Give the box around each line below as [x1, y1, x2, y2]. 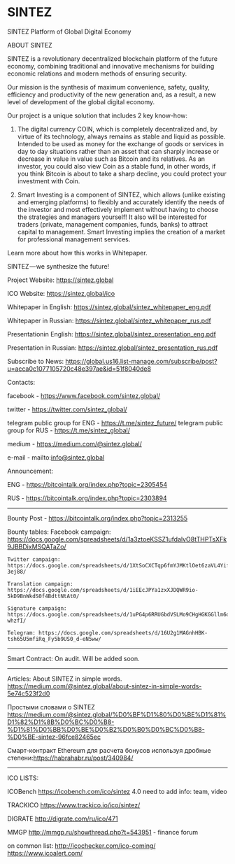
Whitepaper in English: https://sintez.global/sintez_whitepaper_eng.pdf [7, 302, 211, 311]
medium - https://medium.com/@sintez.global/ [7, 439, 142, 448]
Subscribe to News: [7, 357, 64, 365]
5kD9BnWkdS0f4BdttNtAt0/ [7, 593, 80, 600]
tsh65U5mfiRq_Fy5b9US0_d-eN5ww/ [7, 635, 101, 642]
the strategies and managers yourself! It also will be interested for [17, 213, 207, 221]
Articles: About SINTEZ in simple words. [7, 674, 122, 683]
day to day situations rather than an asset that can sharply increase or [17, 147, 220, 155]
